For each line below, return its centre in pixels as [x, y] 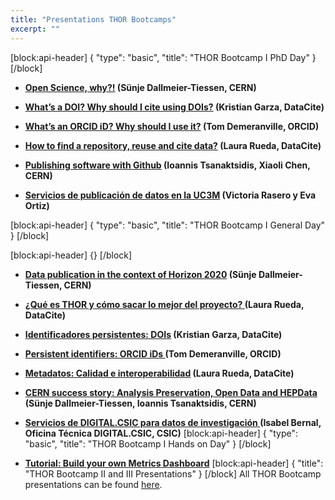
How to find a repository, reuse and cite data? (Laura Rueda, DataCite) [173, 145]
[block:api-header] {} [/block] [71, 255]
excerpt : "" [35, 29]
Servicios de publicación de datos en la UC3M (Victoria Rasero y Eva [170, 195]
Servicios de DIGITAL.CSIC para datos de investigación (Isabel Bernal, [173, 422]
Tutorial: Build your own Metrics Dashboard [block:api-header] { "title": [174, 463]
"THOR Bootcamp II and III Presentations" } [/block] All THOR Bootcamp [173, 473]
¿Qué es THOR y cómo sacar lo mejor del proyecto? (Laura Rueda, [164, 304]
